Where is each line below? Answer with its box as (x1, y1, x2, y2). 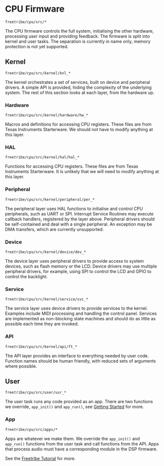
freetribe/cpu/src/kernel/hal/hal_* (5, 155, 80, 160)
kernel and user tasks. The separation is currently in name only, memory (5, 38, 151, 44)
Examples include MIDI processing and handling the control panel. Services (5, 311, 157, 316)
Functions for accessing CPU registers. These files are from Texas (5, 163, 138, 169)
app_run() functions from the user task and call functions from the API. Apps (5, 441, 159, 447)
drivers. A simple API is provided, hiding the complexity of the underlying (5, 84, 152, 90)
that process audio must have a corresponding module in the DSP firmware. (5, 446, 158, 452)
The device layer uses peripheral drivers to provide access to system (5, 258, 144, 264)
